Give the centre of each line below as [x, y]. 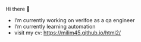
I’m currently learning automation [55, 27]
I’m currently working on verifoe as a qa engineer [74, 20]
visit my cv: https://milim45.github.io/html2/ [68, 33]
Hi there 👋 [18, 9]
